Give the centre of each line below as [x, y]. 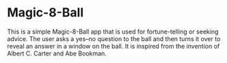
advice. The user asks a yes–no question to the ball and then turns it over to [114, 38]
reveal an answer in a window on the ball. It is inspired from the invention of [113, 46]
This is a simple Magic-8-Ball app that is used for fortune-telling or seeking [113, 32]
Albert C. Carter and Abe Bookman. [57, 53]
